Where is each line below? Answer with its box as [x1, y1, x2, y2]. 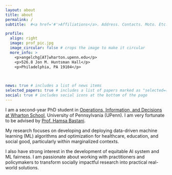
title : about [5, 12, 33, 17]
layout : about [5, 7, 36, 13]
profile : [5, 31, 24, 36]
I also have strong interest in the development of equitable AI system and [5, 148, 160, 154]
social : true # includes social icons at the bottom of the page [5, 93, 147, 98]
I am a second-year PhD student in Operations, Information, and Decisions [5, 106, 162, 113]
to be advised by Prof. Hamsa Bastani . [5, 117, 86, 123]
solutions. [18, 164, 39, 170]
